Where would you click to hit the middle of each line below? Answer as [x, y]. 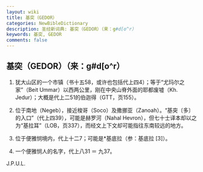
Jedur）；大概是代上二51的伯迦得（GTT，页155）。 [77, 97]
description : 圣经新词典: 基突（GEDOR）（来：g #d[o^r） [71, 29]
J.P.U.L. [16, 163]
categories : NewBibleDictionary [47, 23]
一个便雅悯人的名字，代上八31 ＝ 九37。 [65, 151]
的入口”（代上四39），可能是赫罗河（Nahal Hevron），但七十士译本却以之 [106, 118]
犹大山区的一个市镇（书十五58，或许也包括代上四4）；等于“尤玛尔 [97, 82]
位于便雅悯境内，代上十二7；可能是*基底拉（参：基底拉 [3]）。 [93, 138]
